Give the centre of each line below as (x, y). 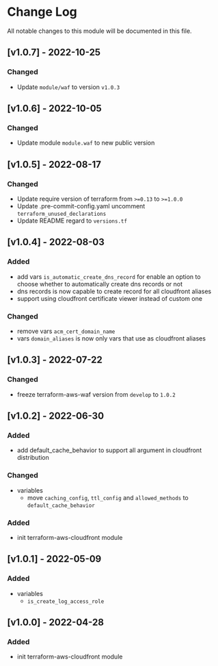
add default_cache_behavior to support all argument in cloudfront (109, 450)
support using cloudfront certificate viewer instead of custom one (110, 298)
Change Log (42, 12)
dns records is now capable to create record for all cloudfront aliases (114, 291)
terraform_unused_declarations (62, 214)
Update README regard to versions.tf (72, 221)
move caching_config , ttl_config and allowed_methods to (108, 497)
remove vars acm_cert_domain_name (66, 331)
